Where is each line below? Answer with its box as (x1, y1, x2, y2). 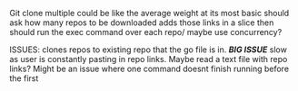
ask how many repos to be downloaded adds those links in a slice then (9, 17, 274, 28)
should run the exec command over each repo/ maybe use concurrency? (9, 27, 283, 37)
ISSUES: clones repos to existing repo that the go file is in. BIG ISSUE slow (9, 44, 288, 55)
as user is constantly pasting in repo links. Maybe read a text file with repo (9, 54, 288, 64)
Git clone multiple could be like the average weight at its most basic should (9, 8, 290, 18)
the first (9, 73, 39, 84)
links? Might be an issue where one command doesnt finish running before (9, 63, 289, 74)
